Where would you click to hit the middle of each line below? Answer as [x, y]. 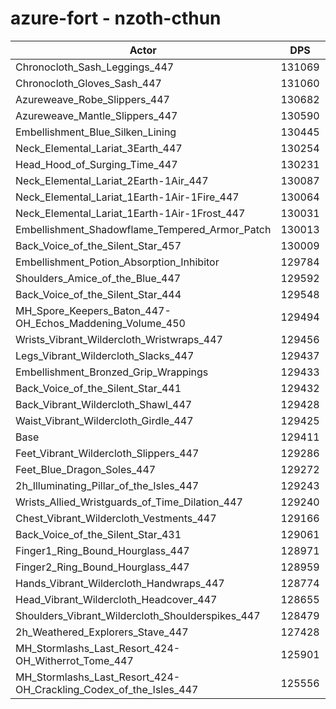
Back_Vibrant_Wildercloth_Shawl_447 [104, 404]
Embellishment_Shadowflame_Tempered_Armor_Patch [143, 229]
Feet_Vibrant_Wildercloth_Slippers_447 [107, 453]
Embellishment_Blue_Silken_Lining [96, 132]
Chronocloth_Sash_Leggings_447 [95, 67]
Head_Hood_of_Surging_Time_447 [96, 164]
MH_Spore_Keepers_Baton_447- [93, 310]
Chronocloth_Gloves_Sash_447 [88, 83]
